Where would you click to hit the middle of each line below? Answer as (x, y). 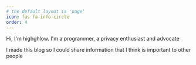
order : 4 (17, 22)
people (15, 56)
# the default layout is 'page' (45, 11)
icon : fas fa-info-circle (38, 17)
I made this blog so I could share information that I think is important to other (99, 50)
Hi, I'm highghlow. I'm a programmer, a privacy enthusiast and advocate (93, 39)
